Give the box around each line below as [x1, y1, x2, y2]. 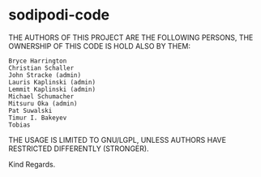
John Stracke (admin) [8, 71, 82, 79]
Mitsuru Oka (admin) [8, 99, 79, 107]
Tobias [8, 120, 31, 129]
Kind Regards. [8, 159, 56, 169]
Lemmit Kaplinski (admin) [8, 85, 96, 93]
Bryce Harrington [8, 57, 67, 65]
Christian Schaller [8, 63, 75, 72]
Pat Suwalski [8, 106, 53, 114]
